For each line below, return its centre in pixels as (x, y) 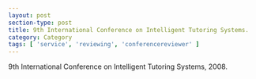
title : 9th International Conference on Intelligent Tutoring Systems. (128, 30)
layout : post (30, 15)
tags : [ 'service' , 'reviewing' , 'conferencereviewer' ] (104, 45)
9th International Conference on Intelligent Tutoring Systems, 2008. (118, 66)
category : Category (40, 37)
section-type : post (40, 23)
